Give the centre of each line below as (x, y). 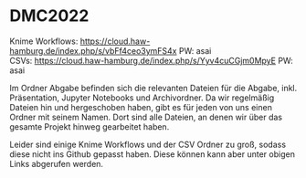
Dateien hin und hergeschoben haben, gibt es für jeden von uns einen (141, 107)
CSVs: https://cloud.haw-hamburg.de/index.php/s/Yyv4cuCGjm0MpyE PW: (152, 60)
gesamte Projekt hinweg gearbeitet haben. (90, 126)
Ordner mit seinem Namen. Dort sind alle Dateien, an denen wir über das (146, 117)
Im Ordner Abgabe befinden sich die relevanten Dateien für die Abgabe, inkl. (153, 88)
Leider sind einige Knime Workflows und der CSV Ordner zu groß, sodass (148, 144)
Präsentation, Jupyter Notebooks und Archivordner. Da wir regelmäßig (142, 98)
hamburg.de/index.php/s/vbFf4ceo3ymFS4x (93, 50)
